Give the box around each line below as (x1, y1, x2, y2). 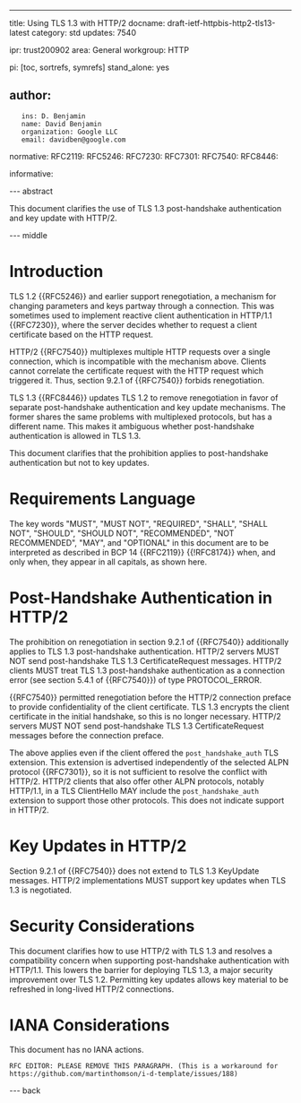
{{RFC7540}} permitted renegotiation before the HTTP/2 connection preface (9, 692, 292, 702)
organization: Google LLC (21, 127, 118, 136)
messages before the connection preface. (9, 729, 164, 740)
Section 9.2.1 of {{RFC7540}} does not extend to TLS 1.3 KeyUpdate (9, 866, 260, 876)
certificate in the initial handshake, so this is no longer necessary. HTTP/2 (9, 711, 282, 721)
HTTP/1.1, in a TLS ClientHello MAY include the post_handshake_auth (9, 785, 260, 796)
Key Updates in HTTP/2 (9, 835, 187, 856)
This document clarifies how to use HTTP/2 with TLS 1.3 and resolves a (9, 945, 273, 956)
